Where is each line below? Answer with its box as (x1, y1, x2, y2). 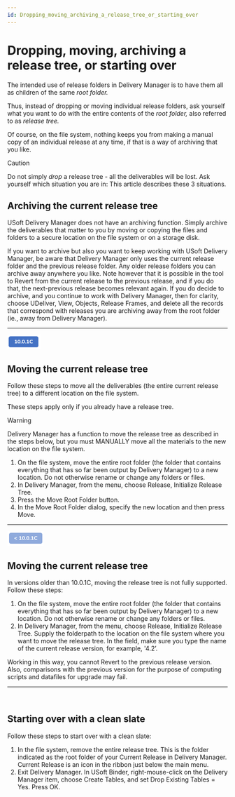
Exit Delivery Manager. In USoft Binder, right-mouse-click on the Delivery (17, 768, 228, 776)
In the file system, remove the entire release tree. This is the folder (17, 745, 209, 754)
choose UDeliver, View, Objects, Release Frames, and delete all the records (7, 299, 224, 308)
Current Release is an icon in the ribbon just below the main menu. (17, 760, 209, 768)
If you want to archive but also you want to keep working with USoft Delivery (7, 247, 228, 255)
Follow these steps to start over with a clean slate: (7, 732, 152, 740)
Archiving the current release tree (7, 200, 159, 212)
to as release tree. (7, 116, 59, 125)
